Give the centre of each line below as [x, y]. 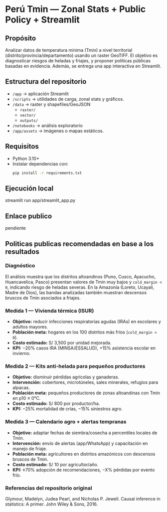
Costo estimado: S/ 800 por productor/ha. [56, 404]
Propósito [21, 38]
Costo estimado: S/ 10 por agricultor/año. [55, 464]
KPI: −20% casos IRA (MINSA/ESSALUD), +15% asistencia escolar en [84, 348]
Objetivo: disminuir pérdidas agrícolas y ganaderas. [66, 377]
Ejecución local [29, 188]
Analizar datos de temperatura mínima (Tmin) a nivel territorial [69, 50]
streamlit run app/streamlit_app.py [40, 200]
